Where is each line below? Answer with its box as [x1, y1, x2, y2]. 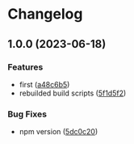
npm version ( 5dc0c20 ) [19, 127, 98, 137]
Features [7, 61, 44, 73]
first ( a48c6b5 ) [19, 79, 70, 89]
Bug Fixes [7, 108, 48, 120]
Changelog [7, 5, 83, 23]
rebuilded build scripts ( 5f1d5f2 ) [19, 88, 127, 98]
